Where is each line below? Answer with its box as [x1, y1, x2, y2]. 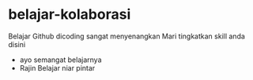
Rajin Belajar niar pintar [19, 63, 96, 72]
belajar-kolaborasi [8, 5, 131, 24]
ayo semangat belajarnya [19, 55, 102, 64]
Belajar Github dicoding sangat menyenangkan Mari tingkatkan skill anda [8, 31, 245, 41]
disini [8, 39, 26, 49]
